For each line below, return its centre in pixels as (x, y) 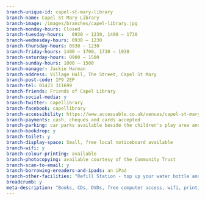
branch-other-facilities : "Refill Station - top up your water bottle (98, 177)
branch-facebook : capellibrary (46, 108)
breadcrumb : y (24, 182)
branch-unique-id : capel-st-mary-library (60, 12)
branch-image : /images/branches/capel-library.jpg (72, 23)
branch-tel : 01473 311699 (39, 86)
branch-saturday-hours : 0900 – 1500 (53, 57)
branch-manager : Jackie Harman (46, 69)
